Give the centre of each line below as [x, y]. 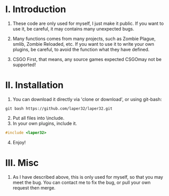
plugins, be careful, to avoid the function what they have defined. [81, 49]
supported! [24, 64]
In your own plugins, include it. [45, 123]
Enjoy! [19, 142]
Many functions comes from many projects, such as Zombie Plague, [84, 39]
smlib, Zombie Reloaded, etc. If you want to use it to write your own [83, 44]
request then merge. [34, 188]
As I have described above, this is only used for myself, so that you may [88, 177]
